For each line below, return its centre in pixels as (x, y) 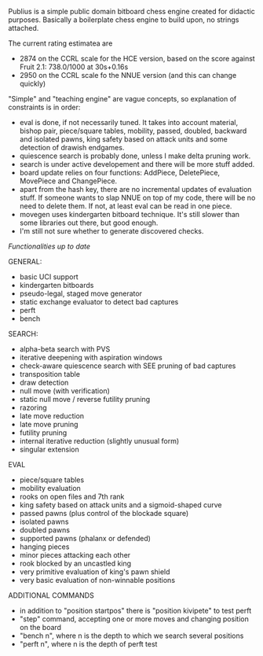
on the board (40, 627)
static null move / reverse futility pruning (85, 399)
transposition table (50, 374)
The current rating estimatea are (60, 43)
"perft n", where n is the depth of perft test (88, 644)
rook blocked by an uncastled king (75, 563)
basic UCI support (49, 277)
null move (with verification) (64, 391)
